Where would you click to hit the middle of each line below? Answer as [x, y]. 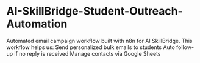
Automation [37, 24]
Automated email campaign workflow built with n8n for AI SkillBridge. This [99, 41]
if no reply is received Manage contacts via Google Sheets [87, 53]
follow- [185, 47]
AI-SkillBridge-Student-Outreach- [95, 11]
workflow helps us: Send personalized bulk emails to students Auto [91, 47]
